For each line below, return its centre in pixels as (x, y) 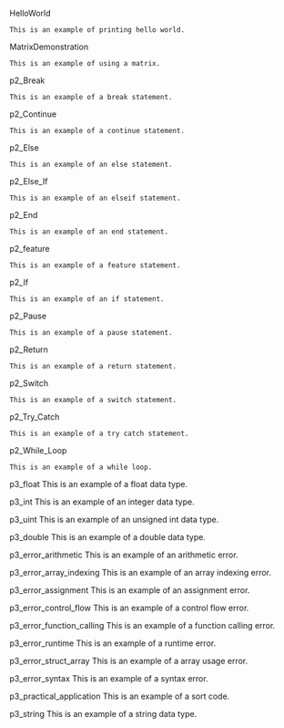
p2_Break (27, 80)
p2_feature (30, 249)
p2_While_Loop (38, 450)
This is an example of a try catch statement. (99, 433)
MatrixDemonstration (49, 47)
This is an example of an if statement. (87, 299)
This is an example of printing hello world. (97, 30)
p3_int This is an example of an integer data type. (102, 502)
